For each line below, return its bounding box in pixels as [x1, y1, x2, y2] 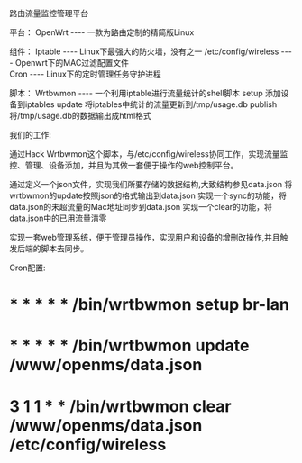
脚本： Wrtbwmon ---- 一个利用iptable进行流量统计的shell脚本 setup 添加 [9, 88, 281, 98]
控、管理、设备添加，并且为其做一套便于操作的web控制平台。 [9, 160, 239, 170]
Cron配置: [9, 262, 46, 273]
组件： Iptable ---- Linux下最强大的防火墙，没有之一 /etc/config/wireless [9, 46, 279, 57]
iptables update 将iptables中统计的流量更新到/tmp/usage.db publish [24, 99, 278, 110]
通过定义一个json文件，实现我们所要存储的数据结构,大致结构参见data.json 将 [9, 179, 293, 189]
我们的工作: [9, 130, 52, 140]
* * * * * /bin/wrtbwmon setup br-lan [9, 295, 290, 315]
